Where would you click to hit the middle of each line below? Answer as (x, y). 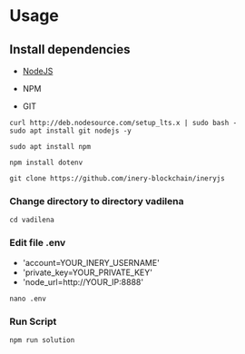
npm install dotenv (46, 162)
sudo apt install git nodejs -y (70, 131)
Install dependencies (70, 49)
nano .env (28, 299)
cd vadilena (32, 220)
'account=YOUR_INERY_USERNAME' (91, 262)
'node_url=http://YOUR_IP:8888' (83, 281)
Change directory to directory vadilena (97, 201)
